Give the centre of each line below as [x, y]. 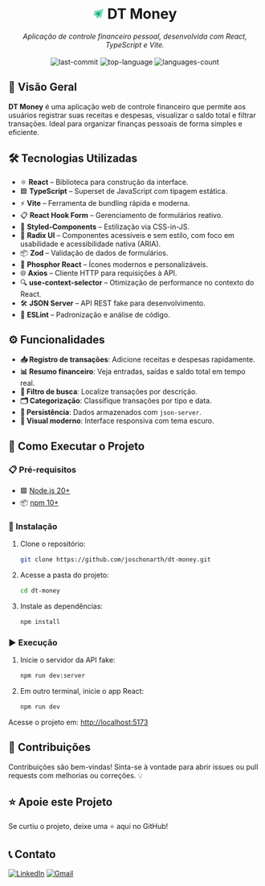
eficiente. [24, 132]
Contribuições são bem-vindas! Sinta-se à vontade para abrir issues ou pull [133, 767]
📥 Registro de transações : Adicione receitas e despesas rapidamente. [137, 359]
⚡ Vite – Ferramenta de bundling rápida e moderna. [105, 203]
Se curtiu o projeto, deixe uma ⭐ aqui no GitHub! [88, 826]
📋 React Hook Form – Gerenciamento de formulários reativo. [121, 215]
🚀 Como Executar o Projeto [77, 446]
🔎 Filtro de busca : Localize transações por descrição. [109, 392]
